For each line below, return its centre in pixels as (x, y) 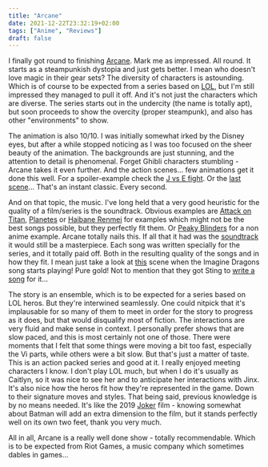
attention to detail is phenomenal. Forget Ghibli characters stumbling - (124, 162)
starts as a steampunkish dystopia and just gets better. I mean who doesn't (132, 70)
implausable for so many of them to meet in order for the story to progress (131, 312)
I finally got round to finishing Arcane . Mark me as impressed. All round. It (130, 61)
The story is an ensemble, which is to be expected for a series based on (127, 295)
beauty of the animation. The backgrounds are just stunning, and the (121, 153)
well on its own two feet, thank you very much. (85, 422)
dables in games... (38, 455)
